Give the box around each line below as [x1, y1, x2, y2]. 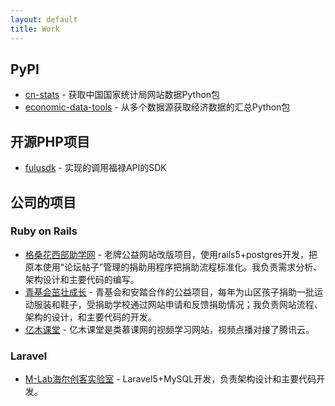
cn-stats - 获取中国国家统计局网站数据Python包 [24, 89, 221, 101]
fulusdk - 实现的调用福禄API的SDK [24, 162, 167, 174]
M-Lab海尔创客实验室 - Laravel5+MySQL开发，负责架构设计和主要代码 [24, 373, 317, 385]
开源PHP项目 [10, 133, 90, 150]
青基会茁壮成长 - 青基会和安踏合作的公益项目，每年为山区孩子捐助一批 [24, 286, 315, 298]
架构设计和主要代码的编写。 [24, 273, 140, 285]
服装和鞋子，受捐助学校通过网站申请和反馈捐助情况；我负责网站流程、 [33, 298, 323, 310]
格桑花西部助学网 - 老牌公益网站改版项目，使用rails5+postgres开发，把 [24, 248, 318, 260]
